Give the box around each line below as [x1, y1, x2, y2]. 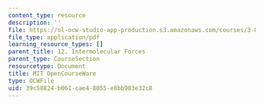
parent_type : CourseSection [8, 56, 101, 63]
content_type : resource [8, 11, 86, 20]
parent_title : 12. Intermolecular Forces [8, 48, 146, 56]
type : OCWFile [8, 77, 55, 84]
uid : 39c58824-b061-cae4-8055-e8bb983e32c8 [8, 84, 153, 92]
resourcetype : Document [8, 63, 86, 70]
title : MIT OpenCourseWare [8, 70, 97, 77]
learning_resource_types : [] [8, 41, 104, 48]
